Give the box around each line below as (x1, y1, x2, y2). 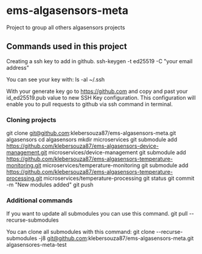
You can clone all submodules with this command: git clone (6, 228, 155, 236)
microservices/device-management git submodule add (48, 149, 187, 156)
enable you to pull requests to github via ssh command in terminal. (6, 100, 173, 108)
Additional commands (6, 196, 73, 204)
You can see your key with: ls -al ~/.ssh (6, 75, 105, 83)
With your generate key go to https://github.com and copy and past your (6, 88, 188, 95)
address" (6, 64, 29, 71)
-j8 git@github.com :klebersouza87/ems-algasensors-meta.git (38, 235, 194, 242)
